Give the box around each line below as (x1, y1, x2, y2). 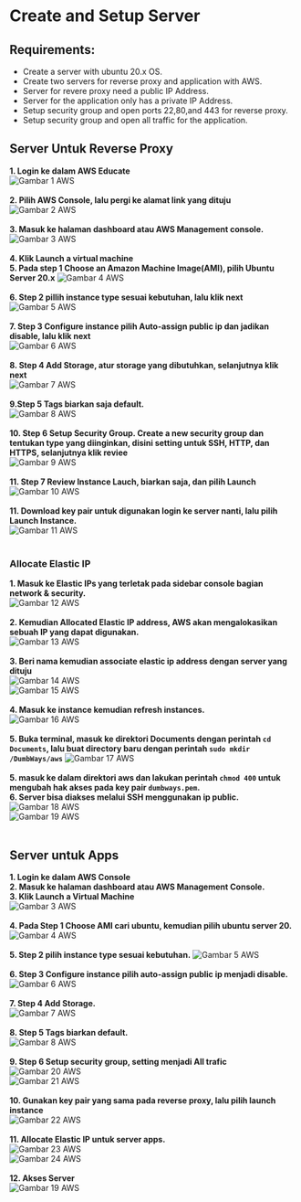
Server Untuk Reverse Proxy (9, 141, 173, 156)
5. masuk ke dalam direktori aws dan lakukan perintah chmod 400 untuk (9, 772, 281, 783)
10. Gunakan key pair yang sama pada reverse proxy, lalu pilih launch (9, 1094, 276, 1106)
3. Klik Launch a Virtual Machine (9, 890, 135, 901)
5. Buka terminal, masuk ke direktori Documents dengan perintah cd (9, 733, 272, 745)
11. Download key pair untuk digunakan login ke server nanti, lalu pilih (9, 505, 278, 516)
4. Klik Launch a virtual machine (9, 252, 134, 263)
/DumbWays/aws (9, 755, 64, 764)
